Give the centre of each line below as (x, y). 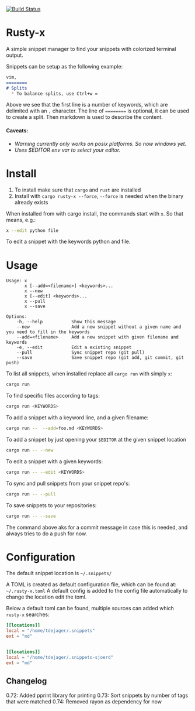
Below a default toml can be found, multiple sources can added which (90, 609)
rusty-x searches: (28, 614)
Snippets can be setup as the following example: (65, 66)
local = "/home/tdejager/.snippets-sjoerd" (60, 657)
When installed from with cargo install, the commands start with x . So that (95, 213)
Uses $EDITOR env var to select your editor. (67, 150)
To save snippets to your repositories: (51, 505)
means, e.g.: (21, 220)
